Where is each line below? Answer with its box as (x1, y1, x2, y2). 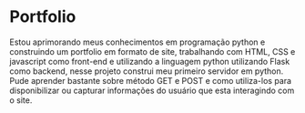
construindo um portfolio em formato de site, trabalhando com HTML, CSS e (9, 46, 296, 56)
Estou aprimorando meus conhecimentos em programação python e (9, 36, 266, 47)
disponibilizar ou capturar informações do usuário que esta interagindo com (9, 85, 295, 96)
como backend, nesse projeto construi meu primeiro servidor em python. (9, 66, 284, 77)
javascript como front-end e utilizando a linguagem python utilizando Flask (9, 56, 290, 67)
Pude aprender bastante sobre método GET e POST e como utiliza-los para (9, 75, 292, 86)
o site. (9, 94, 33, 106)
